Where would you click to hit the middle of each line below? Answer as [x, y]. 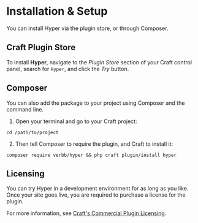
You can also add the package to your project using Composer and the [96, 103]
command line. [25, 109]
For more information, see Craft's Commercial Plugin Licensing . [86, 213]
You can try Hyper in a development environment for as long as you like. [97, 189]
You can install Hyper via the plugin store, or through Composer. [87, 28]
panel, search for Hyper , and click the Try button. [68, 69]
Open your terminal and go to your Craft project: [76, 121]
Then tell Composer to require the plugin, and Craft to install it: [94, 144]
